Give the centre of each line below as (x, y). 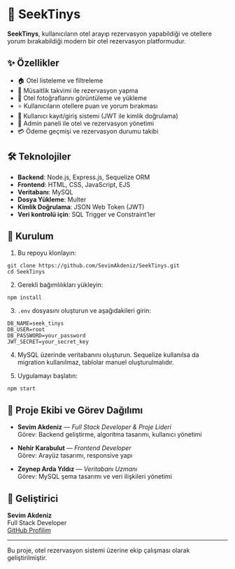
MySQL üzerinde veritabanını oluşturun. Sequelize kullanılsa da (108, 355)
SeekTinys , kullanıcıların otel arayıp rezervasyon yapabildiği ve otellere (109, 34)
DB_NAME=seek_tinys (36, 324)
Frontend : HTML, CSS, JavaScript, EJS (74, 184)
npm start (22, 389)
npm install (24, 298)
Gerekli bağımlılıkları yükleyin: (60, 285)
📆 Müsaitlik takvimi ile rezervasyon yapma (78, 90)
